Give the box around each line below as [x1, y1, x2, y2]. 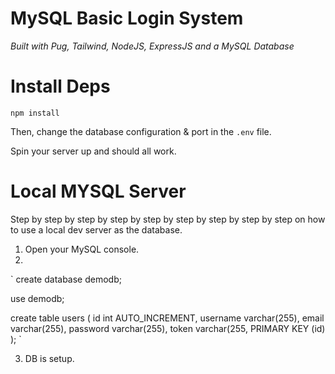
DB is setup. [24, 352, 75, 364]
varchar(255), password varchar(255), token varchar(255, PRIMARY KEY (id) [10, 322, 326, 334]
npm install [10, 108, 60, 118]
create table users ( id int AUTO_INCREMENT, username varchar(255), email [10, 312, 325, 324]
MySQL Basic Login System [10, 7, 244, 30]
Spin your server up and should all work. [10, 145, 177, 157]
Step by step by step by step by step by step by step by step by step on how [10, 213, 326, 225]
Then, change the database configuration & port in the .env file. [10, 125, 272, 137]
